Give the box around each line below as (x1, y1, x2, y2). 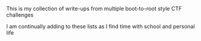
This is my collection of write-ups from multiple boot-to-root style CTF (6, 5, 182, 12)
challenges (6, 11, 34, 18)
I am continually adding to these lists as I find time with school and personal (6, 23, 195, 30)
